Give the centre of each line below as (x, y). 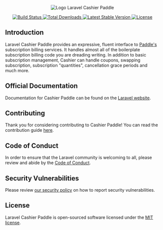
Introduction (25, 33)
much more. (17, 70)
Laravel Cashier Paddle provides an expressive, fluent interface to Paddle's (81, 44)
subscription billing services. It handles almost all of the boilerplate (73, 50)
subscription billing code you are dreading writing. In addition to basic (76, 55)
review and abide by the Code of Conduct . (48, 163)
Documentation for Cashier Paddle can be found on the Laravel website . (78, 98)
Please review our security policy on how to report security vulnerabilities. (80, 190)
